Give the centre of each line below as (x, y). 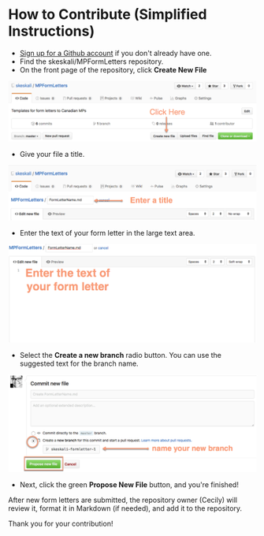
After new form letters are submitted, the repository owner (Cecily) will (123, 500)
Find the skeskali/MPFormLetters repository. (91, 61)
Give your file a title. (52, 154)
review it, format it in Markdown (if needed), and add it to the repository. (125, 508)
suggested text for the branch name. (79, 363)
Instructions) (52, 31)
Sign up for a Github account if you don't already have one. (115, 53)
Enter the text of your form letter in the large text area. (107, 233)
